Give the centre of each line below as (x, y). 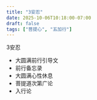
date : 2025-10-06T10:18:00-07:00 (49, 18)
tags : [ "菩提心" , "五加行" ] (39, 29)
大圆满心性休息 (34, 76)
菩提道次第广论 (34, 83)
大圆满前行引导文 (37, 60)
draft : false (23, 23)
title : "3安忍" (25, 12)
